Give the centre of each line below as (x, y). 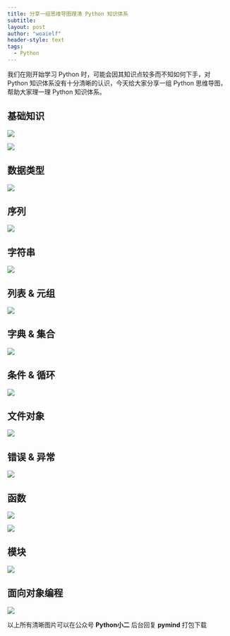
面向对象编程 (35, 593)
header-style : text (36, 40)
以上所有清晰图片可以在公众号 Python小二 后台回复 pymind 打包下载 (107, 625)
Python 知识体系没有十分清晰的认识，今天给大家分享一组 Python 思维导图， (117, 83)
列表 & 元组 (31, 293)
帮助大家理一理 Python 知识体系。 (56, 92)
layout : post (26, 27)
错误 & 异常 (31, 457)
